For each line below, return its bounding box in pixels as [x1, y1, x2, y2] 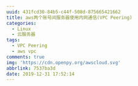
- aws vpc [12, 48, 36, 55]
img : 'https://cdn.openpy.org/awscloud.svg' [6, 59, 121, 65]
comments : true [6, 54, 45, 60]
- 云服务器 [12, 31, 36, 38]
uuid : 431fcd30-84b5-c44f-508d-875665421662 [6, 8, 121, 15]
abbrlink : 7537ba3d [6, 65, 56, 71]
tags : [6, 37, 20, 43]
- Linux [12, 25, 32, 32]
